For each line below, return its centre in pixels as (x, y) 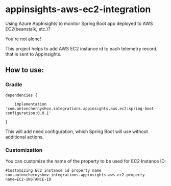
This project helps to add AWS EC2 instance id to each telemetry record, (81, 48)
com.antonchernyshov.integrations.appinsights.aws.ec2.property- (76, 175)
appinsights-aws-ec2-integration (78, 9)
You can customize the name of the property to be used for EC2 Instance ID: (86, 161)
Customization (24, 150)
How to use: (25, 70)
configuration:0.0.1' (28, 113)
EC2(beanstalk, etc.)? (28, 29)
